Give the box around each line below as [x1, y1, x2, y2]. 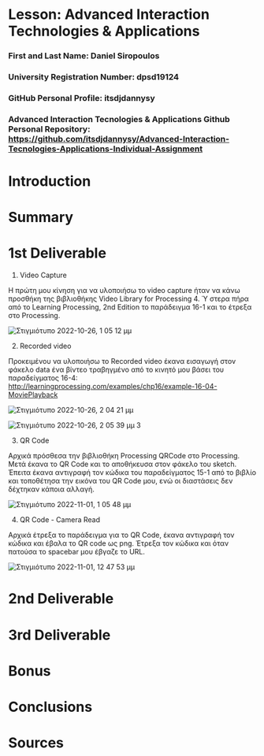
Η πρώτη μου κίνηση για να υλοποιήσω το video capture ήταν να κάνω [8, 286, 240, 295]
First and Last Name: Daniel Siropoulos [8, 50, 160, 61]
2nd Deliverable [8, 590, 114, 608]
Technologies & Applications [8, 22, 200, 40]
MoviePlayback [8, 390, 58, 399]
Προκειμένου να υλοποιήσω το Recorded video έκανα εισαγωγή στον [8, 357, 236, 366]
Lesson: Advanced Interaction [8, 6, 210, 24]
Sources [8, 734, 65, 752]
